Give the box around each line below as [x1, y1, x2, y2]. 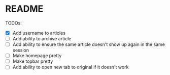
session [12, 47, 29, 54]
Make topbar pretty [12, 58, 53, 64]
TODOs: [5, 20, 22, 26]
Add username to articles [12, 30, 66, 36]
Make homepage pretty [12, 53, 62, 59]
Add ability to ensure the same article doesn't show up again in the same [12, 41, 165, 47]
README [5, 3, 44, 15]
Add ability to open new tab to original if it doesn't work [12, 64, 129, 70]
